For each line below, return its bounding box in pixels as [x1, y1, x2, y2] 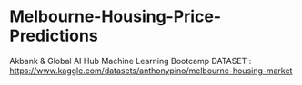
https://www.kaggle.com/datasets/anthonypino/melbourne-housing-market [9, 65, 293, 76]
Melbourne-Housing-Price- [9, 6, 221, 27]
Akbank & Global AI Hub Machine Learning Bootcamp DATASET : [9, 55, 252, 66]
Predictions [9, 25, 98, 46]
